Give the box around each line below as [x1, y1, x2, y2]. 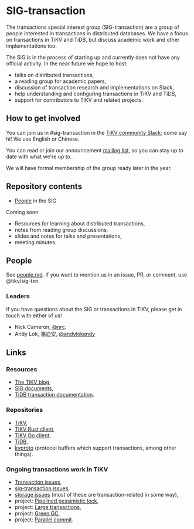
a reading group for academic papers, [14, 78, 107, 85]
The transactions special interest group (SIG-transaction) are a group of [6, 24, 180, 31]
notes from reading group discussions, [14, 226, 108, 233]
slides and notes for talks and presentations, [14, 232, 122, 239]
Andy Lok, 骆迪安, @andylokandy [14, 330, 96, 337]
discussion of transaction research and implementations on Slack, [14, 84, 174, 91]
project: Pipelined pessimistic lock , [14, 497, 99, 504]
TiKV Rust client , [14, 425, 55, 432]
